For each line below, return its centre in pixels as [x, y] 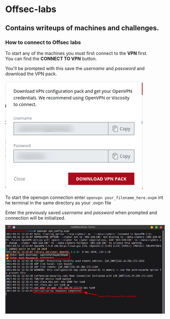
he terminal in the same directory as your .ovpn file [58, 202]
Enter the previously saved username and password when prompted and [81, 212]
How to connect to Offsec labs [43, 42]
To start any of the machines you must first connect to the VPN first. [76, 53]
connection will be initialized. [35, 218]
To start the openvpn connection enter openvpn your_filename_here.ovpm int [84, 197]
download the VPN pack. [31, 74]
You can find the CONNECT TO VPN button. [51, 59]
